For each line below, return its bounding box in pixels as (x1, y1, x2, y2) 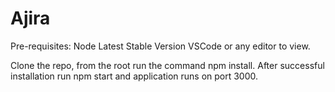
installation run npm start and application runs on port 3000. (10, 70, 259, 82)
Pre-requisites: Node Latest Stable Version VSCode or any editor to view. (10, 40, 311, 52)
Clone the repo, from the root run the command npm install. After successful (10, 59, 325, 71)
